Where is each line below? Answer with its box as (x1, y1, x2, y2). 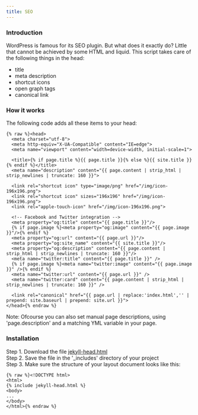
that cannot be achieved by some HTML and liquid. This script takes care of (6, 48, 191, 55)
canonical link (14, 91, 49, 98)
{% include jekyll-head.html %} (6, 382, 86, 388)
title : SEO (6, 8, 33, 15)
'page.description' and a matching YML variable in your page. (6, 319, 157, 327)
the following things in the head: (6, 54, 85, 61)
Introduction (6, 28, 43, 36)
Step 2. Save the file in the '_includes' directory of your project (6, 354, 159, 361)
